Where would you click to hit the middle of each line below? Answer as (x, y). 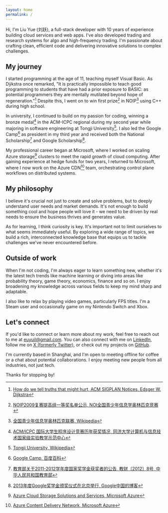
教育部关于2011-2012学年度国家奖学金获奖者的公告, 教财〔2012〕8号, (84, 469)
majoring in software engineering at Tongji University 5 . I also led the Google (84, 128)
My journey (24, 66)
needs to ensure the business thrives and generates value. (66, 217)
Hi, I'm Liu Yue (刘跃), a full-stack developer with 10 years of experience (80, 29)
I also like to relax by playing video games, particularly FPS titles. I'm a (78, 301)
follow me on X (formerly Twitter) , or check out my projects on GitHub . (78, 345)
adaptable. (17, 291)
